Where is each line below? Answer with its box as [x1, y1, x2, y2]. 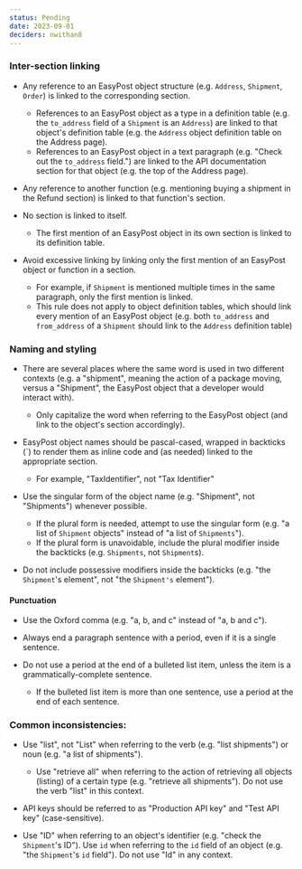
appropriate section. [22, 456, 98, 467]
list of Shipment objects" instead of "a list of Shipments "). [35, 527, 245, 538]
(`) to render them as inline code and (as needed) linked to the [22, 446, 253, 457]
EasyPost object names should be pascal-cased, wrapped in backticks [22, 436, 286, 448]
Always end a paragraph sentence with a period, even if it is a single [22, 632, 277, 643]
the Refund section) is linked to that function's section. [22, 192, 226, 203]
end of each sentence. [35, 696, 120, 707]
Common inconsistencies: [9, 719, 127, 732]
